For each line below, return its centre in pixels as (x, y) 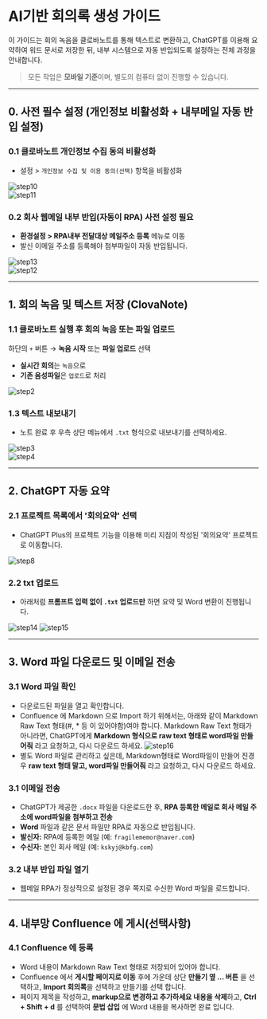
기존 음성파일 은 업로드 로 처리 (63, 375)
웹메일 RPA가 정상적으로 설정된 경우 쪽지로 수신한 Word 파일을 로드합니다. (135, 888)
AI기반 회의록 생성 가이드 (85, 16)
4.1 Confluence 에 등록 (51, 948)
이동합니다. (46, 545)
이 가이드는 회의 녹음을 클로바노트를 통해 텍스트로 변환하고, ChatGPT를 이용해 (129, 40)
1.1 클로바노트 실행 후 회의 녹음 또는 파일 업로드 (92, 329)
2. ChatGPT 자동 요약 (59, 491)
